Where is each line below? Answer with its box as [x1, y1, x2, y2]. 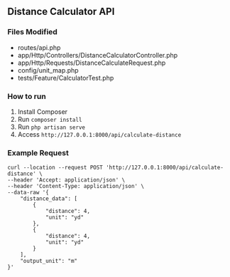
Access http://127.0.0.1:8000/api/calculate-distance [17, 130, 182, 138]
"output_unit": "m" [20, 258, 78, 265]
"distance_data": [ [20, 195, 78, 202]
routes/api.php [17, 43, 61, 52]
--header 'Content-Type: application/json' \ [7, 183, 144, 190]
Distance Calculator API [7, 6, 115, 18]
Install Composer [17, 107, 68, 116]
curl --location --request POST [7, 164, 103, 172]
